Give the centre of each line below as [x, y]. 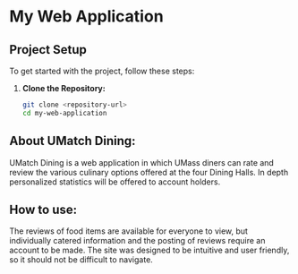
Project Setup [48, 50]
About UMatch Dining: [72, 141]
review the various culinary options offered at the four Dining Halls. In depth [149, 172]
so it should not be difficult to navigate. [81, 260]
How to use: [43, 209]
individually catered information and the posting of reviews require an [137, 241]
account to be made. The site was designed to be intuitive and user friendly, [149, 250]
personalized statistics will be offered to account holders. [115, 182]
